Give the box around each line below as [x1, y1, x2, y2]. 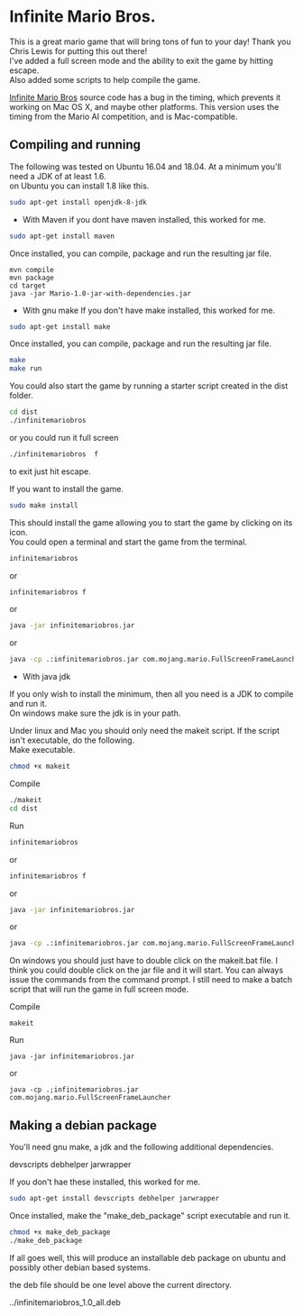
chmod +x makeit [9, 762, 70, 772]
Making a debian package [9, 1118, 158, 1133]
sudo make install [9, 500, 78, 510]
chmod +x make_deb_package [9, 1228, 111, 1237]
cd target [9, 281, 47, 290]
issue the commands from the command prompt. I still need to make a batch [9, 974, 293, 985]
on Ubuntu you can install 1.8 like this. [9, 180, 150, 191]
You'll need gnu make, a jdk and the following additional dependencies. [9, 1142, 274, 1153]
